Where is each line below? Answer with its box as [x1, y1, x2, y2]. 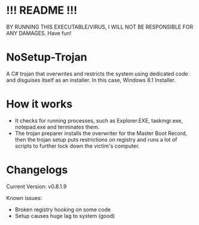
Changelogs [6, 163, 68, 176]
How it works [6, 98, 73, 111]
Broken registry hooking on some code [14, 206, 111, 213]
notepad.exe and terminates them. [14, 123, 100, 130]
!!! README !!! [6, 4, 78, 17]
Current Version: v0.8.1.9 [6, 183, 67, 190]
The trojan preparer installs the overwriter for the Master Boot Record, [14, 129, 187, 137]
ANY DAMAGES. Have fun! [6, 29, 72, 36]
